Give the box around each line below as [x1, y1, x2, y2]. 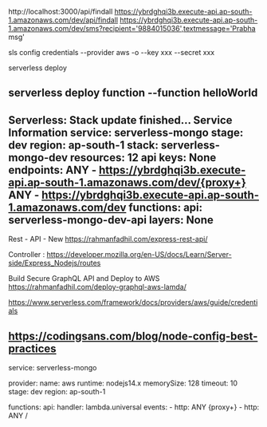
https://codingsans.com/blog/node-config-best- [8, 329, 258, 342]
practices [8, 342, 57, 355]
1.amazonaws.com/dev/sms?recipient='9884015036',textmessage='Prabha [8, 24, 257, 33]
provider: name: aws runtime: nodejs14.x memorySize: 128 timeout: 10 [8, 378, 238, 388]
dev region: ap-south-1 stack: [8, 138, 159, 152]
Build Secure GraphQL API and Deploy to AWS [8, 274, 160, 283]
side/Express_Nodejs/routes [8, 259, 101, 268]
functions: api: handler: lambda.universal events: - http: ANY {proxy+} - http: [8, 402, 260, 412]
